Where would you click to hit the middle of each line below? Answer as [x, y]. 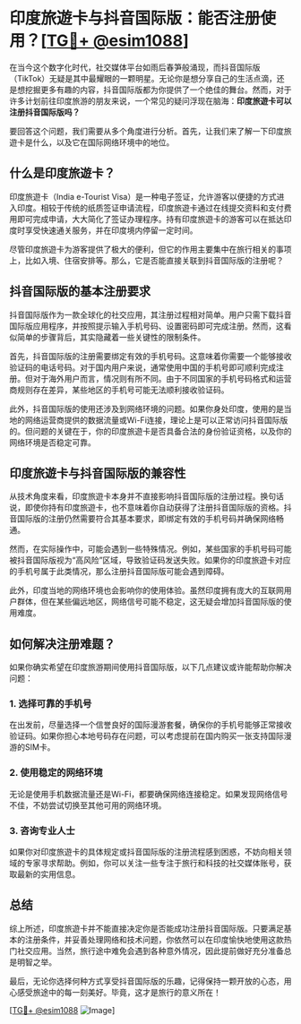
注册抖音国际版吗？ [45, 112]
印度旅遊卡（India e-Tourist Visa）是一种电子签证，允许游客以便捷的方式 [143, 196]
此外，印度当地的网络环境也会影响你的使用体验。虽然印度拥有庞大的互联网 [146, 590]
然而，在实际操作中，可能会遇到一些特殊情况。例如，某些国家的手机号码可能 [150, 549]
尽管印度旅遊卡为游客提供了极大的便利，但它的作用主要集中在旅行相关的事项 [150, 249]
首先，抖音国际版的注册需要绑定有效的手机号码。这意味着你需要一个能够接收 [150, 356]
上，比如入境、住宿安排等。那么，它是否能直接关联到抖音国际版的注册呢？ [146, 260]
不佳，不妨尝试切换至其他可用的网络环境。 [88, 805]
